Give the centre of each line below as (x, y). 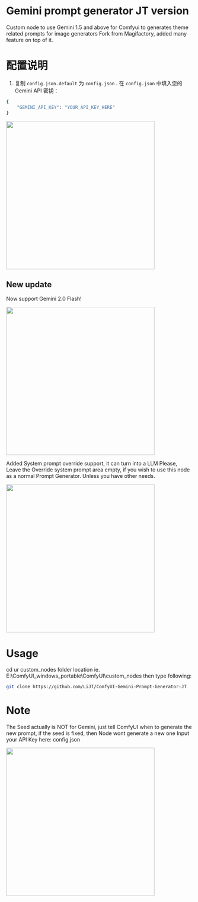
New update (29, 285)
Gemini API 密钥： (37, 91)
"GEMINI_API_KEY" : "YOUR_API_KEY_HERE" (66, 107)
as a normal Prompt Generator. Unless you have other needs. (81, 476)
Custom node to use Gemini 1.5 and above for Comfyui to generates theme (97, 27)
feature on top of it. (30, 40)
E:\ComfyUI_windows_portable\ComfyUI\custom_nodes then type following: (99, 676)
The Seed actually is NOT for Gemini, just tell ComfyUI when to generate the (99, 727)
